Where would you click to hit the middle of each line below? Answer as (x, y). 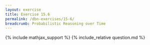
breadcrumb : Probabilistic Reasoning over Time (56, 23)
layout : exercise (23, 10)
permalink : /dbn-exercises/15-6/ (40, 19)
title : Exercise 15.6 (28, 14)
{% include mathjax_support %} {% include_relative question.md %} (75, 38)
